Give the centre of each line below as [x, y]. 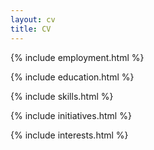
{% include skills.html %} [62, 96]
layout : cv [33, 19]
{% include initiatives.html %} [71, 115]
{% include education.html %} [72, 77]
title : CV [31, 29]
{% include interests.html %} [69, 135]
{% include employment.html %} [77, 57]
